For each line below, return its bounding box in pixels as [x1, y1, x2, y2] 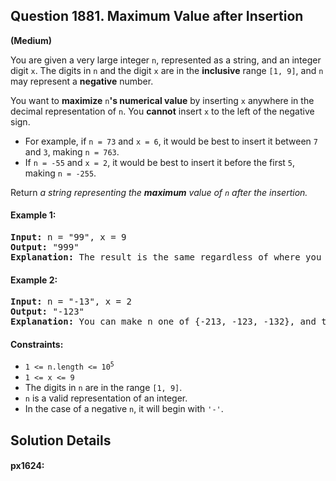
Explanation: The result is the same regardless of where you [10, 252, 322, 263]
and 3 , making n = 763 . [24, 145, 120, 158]
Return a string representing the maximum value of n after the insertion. [10, 186, 308, 198]
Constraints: [10, 338, 64, 350]
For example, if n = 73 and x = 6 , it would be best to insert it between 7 [24, 135, 318, 147]
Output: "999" [10, 242, 80, 253]
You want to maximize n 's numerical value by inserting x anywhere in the [10, 94, 315, 106]
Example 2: [10, 274, 58, 286]
